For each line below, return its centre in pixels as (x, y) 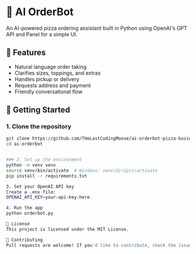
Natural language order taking (50, 67)
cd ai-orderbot (24, 144)
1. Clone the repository (39, 127)
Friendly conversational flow (48, 91)
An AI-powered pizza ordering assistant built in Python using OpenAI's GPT (97, 28)
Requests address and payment (53, 85)
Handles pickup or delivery (47, 79)
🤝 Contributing (24, 240)
